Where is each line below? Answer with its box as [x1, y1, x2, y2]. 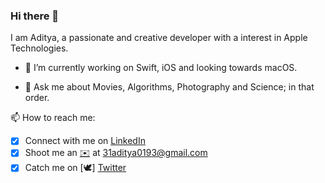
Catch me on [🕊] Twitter [24, 162, 127, 174]
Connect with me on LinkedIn [24, 135, 146, 147]
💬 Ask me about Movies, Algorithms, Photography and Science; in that [24, 81, 315, 93]
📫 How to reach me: [10, 112, 96, 124]
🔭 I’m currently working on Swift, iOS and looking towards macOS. [24, 62, 298, 74]
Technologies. [10, 42, 69, 54]
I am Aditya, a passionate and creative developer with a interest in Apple [10, 32, 308, 44]
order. [24, 92, 50, 104]
